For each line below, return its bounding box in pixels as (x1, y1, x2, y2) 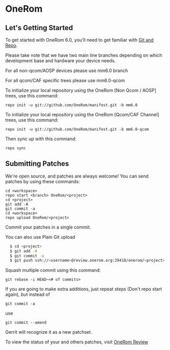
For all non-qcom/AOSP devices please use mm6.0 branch (5, 67, 128, 73)
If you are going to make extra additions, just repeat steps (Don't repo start (5, 286, 162, 292)
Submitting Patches (5, 159, 69, 168)
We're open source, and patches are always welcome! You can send (5, 173, 149, 179)
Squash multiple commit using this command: (5, 267, 101, 273)
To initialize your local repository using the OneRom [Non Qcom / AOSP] (5, 87, 157, 93)
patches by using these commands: (5, 178, 80, 184)
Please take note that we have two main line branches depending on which (5, 52, 162, 58)
